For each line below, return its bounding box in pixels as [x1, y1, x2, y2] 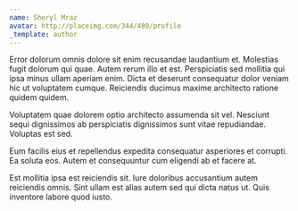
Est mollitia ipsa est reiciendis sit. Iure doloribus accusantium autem [9, 173, 259, 183]
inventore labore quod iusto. [9, 191, 113, 202]
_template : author [9, 30, 78, 38]
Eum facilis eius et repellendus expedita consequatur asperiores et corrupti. [9, 146, 288, 156]
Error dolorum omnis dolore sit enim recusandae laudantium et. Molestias [9, 55, 279, 65]
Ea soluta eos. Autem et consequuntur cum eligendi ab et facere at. [9, 156, 257, 166]
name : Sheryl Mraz [9, 13, 78, 22]
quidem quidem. [9, 92, 70, 103]
